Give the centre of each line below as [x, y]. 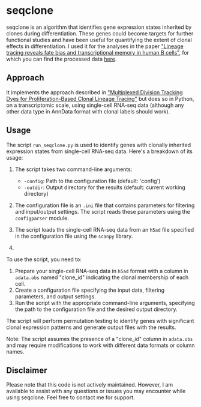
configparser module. [42, 218]
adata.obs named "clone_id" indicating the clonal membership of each [102, 277]
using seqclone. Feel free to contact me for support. [70, 397]
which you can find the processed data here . [61, 59]
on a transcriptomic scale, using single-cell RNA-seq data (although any [95, 105]
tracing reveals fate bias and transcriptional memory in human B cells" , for [98, 52]
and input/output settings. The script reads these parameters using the [103, 211]
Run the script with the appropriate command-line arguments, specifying [105, 303]
